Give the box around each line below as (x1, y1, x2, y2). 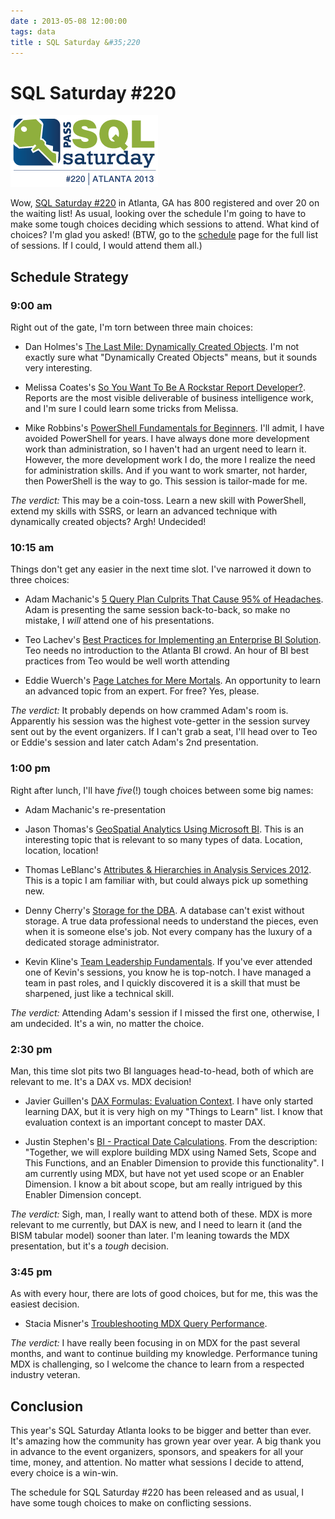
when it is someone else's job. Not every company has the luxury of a (24, 925, 313, 937)
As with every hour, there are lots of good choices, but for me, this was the (10, 1288, 318, 1300)
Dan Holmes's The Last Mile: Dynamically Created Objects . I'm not (24, 341, 300, 352)
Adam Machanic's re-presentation (24, 803, 167, 815)
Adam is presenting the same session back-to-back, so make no (24, 604, 291, 616)
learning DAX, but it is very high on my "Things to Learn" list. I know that (24, 1105, 323, 1117)
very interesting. (24, 362, 93, 374)
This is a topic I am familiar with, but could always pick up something (24, 874, 309, 886)
